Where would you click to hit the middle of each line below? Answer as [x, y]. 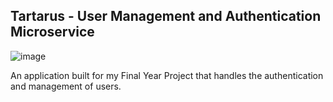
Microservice [52, 32]
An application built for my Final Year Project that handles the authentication [167, 75]
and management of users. [66, 86]
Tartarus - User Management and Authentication [166, 16]
